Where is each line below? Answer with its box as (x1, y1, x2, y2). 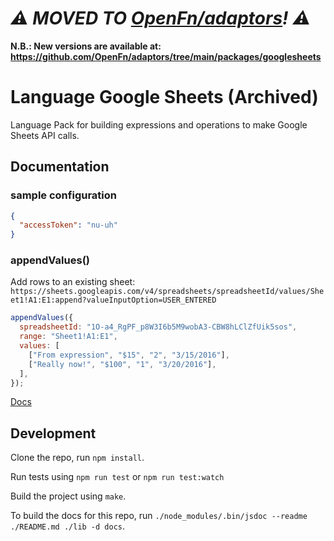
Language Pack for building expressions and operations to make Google (10, 118, 308, 131)
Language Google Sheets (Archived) (10, 86, 319, 109)
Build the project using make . (10, 490, 127, 502)
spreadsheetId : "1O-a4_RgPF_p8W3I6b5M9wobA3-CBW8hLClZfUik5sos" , (19, 322, 298, 332)
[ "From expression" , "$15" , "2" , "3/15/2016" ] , (28, 350, 230, 360)
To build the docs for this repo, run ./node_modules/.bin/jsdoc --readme (10, 510, 308, 522)
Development (10, 425, 97, 442)
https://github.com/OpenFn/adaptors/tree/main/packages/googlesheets (10, 50, 322, 62)
